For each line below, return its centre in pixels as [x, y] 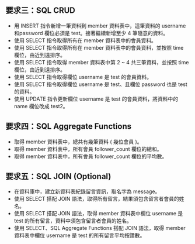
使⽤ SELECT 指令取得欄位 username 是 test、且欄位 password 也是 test [100, 84]
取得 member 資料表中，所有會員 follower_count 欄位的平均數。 [90, 156]
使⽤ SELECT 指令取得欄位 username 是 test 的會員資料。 [83, 77]
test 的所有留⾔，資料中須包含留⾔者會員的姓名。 [73, 221]
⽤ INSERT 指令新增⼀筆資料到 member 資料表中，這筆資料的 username [100, 26]
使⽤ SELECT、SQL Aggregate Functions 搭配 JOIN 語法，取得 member [100, 228]
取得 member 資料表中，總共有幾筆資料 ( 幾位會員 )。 [78, 142]
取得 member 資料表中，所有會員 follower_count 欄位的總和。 [88, 149]
